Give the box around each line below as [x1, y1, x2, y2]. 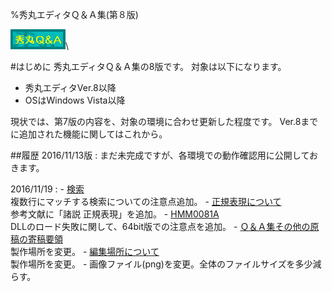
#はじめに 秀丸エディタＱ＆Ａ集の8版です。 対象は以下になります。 [10, 61, 287, 72]
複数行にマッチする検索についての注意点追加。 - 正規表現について [10, 196, 282, 207]
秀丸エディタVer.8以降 [24, 82, 117, 93]
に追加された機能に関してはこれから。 [10, 128, 168, 140]
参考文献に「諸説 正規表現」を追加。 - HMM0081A [10, 208, 220, 220]
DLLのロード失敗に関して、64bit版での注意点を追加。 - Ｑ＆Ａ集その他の [10, 221, 311, 232]
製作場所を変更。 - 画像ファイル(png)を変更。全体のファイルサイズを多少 [10, 258, 313, 270]
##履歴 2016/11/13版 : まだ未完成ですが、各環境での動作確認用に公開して [10, 149, 310, 161]
